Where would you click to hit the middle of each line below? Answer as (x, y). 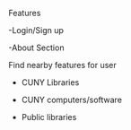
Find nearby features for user (63, 65)
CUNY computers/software (72, 100)
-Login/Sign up (36, 30)
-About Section (36, 48)
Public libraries (49, 117)
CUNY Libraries (50, 82)
